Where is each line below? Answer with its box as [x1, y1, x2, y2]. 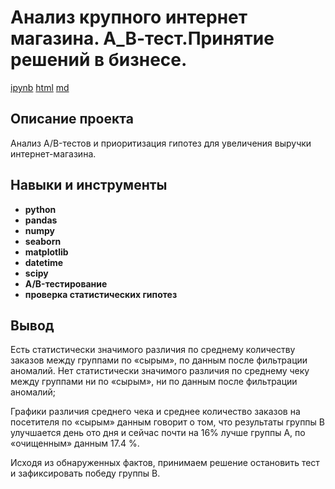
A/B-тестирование [24, 277, 108, 290]
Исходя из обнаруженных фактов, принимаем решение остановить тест [10, 457, 320, 469]
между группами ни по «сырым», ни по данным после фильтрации [10, 376, 298, 388]
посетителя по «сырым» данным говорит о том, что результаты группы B [10, 416, 326, 428]
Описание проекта [10, 111, 134, 128]
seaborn [24, 235, 62, 247]
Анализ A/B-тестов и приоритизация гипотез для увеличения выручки [10, 137, 312, 149]
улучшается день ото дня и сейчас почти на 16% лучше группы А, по [10, 427, 306, 439]
